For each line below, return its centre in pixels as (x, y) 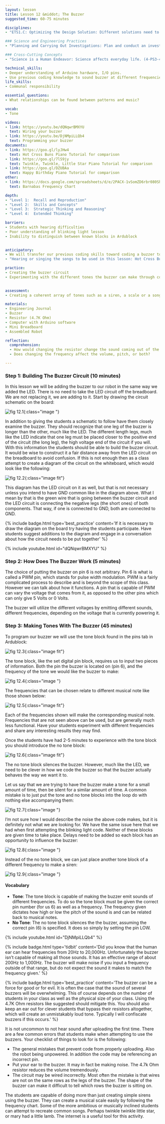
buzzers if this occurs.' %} (32, 1019)
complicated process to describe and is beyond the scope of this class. (77, 583)
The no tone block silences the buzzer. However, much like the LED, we (77, 764)
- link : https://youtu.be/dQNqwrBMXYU (45, 127)
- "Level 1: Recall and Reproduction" (46, 200)
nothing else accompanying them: (40, 800)
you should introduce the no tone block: (45, 745)
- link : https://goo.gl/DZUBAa (37, 168)
